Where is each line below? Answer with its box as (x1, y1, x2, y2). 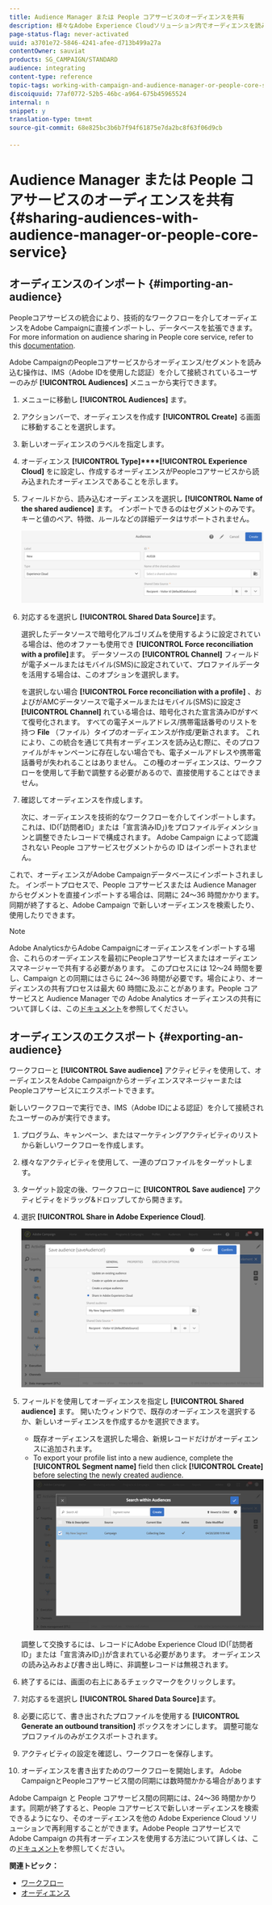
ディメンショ (216, 822, 259, 832)
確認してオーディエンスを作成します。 (20, 795, 148, 805)
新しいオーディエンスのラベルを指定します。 (20, 439, 169, 449)
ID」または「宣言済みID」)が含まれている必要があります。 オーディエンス (20, 1649, 262, 1659)
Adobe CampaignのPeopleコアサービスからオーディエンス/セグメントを (9, 357, 248, 367)
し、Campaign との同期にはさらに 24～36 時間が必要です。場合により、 (9, 974, 249, 983)
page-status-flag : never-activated (9, 30, 129, 38)
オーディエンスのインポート (9, 277, 147, 291)
